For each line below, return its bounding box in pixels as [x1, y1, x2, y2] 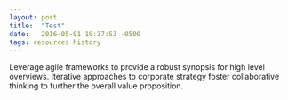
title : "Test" [9, 21, 66, 30]
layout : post [9, 12, 58, 22]
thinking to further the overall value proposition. [9, 81, 184, 91]
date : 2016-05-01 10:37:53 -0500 [9, 29, 141, 38]
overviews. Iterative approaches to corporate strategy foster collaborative [9, 72, 280, 82]
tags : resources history [9, 37, 101, 47]
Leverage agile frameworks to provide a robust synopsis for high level [9, 62, 265, 73]
